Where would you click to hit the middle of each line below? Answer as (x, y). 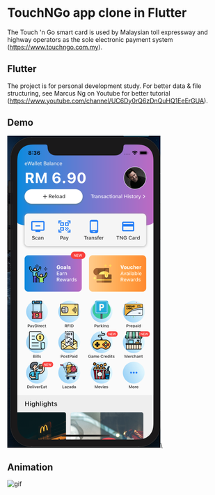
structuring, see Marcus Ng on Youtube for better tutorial (89, 93)
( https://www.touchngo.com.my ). (55, 47)
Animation (30, 467)
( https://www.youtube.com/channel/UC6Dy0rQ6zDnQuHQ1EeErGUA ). (108, 101)
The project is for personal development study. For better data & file (104, 86)
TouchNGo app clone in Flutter (97, 13)
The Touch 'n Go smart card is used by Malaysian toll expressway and (108, 32)
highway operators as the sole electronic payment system (90, 39)
